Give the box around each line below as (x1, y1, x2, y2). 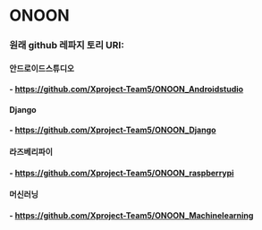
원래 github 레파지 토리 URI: (9, 39, 125, 52)
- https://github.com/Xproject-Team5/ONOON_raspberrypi (9, 167, 234, 178)
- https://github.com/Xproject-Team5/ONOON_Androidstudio (9, 84, 244, 95)
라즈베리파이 (9, 147, 54, 158)
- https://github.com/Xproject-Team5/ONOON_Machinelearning (9, 209, 254, 220)
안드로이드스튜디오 (9, 63, 74, 73)
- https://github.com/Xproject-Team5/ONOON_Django (9, 124, 216, 135)
